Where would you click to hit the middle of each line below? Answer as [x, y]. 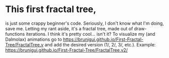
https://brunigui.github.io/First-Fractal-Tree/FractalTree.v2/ [67, 50]
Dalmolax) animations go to [34, 39]
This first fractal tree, [51, 9]
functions [15, 34]
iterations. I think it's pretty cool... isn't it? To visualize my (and [91, 34]
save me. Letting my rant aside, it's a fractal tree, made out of [69, 28]
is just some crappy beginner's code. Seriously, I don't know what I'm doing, [84, 23]
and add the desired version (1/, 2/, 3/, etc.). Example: [100, 44]
